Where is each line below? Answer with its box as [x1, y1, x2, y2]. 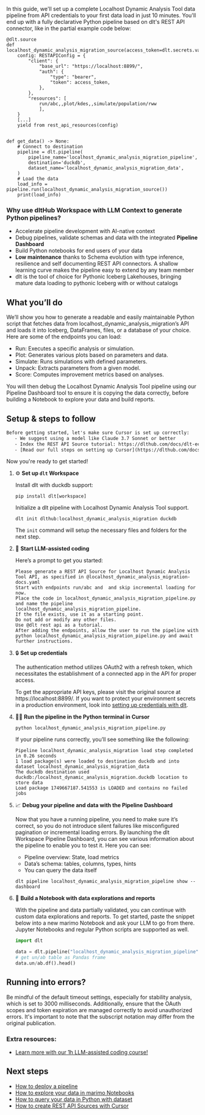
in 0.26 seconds [15, 753, 57, 759]
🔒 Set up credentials [15, 649, 68, 657]
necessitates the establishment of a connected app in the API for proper [15, 670, 196, 677]
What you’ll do [6, 297, 63, 308]
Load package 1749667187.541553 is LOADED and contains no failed [15, 785, 188, 791]
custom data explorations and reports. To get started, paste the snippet [15, 913, 195, 920]
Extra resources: [6, 1034, 57, 1043]
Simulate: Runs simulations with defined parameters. [15, 358, 148, 365]
